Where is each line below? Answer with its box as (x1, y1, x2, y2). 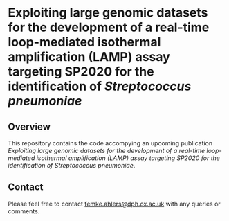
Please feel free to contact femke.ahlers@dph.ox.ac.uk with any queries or (8, 200, 221, 208)
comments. (8, 206, 40, 215)
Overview (8, 121, 51, 132)
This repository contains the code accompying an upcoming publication (8, 139, 213, 147)
